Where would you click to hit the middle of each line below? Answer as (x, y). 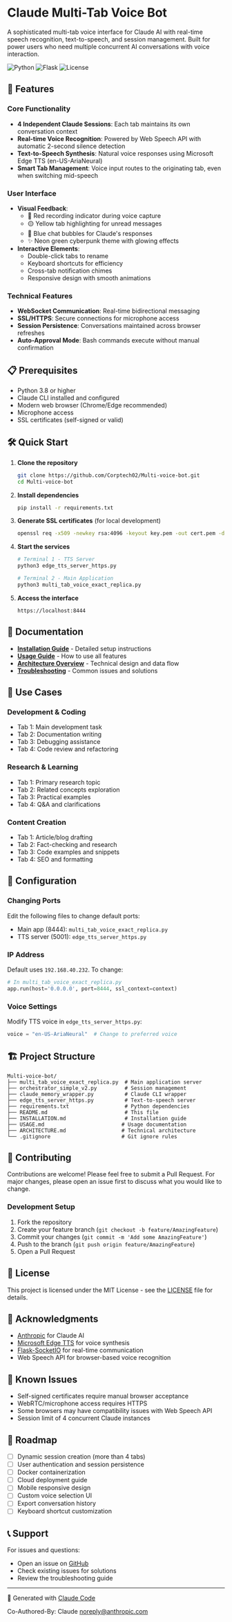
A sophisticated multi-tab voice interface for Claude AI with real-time (105, 32)
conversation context (47, 131)
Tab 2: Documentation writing (59, 734)
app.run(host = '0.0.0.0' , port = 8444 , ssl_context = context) (92, 988)
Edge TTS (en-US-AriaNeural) (60, 161)
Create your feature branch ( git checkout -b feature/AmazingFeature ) (118, 1229)
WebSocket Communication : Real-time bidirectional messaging (108, 311)
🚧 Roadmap (32, 1440)
